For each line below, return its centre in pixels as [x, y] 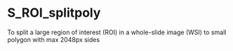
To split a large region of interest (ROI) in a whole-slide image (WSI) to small [117, 32]
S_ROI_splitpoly [54, 13]
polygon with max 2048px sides [54, 39]
